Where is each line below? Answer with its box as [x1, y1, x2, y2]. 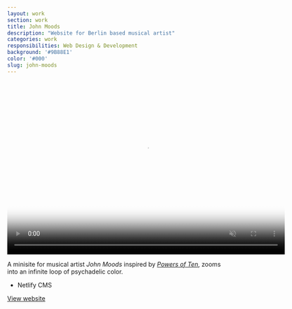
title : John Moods [7, 23, 60, 30]
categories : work [7, 36, 58, 43]
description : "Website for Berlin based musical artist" [7, 29, 175, 37]
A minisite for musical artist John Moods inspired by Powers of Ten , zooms [7, 260, 221, 268]
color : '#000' [7, 55, 49, 62]
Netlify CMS [17, 281, 52, 289]
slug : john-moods [7, 62, 58, 69]
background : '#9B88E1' [7, 49, 73, 56]
